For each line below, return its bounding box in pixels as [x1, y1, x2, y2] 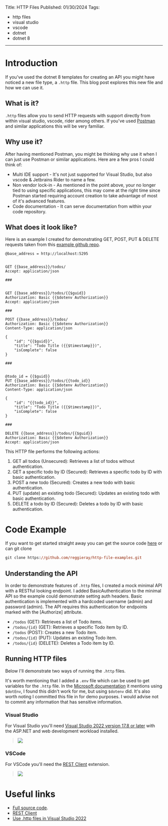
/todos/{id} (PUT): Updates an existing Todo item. [12, 635, 117, 641]
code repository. [12, 208, 46, 214]
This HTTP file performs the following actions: [5, 448, 100, 455]
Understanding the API [5, 569, 78, 578]
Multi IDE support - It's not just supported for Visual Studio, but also [12, 171, 152, 177]
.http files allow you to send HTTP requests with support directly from [5, 112, 151, 118]
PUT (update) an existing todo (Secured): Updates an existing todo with [12, 490, 160, 496]
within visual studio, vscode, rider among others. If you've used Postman [5, 118, 155, 124]
